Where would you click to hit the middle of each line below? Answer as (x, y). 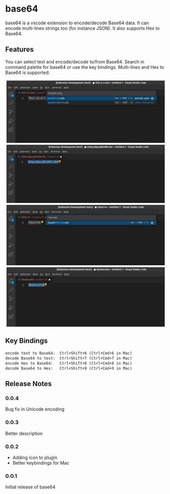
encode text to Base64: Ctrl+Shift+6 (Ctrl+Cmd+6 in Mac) (69, 353)
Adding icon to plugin (35, 458)
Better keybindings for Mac (41, 463)
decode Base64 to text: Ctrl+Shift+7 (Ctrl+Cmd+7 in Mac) (69, 358)
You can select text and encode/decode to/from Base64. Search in (75, 62)
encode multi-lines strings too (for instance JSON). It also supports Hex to (83, 28)
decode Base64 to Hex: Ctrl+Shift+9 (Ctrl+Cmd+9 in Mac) (69, 368)
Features (19, 49)
